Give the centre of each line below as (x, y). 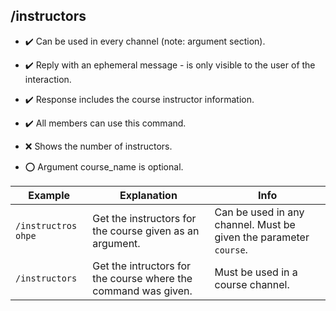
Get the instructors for (144, 218)
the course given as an (146, 231)
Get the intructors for (142, 266)
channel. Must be (255, 224)
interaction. (48, 79)
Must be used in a (256, 272)
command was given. (142, 291)
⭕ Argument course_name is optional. (104, 166)
